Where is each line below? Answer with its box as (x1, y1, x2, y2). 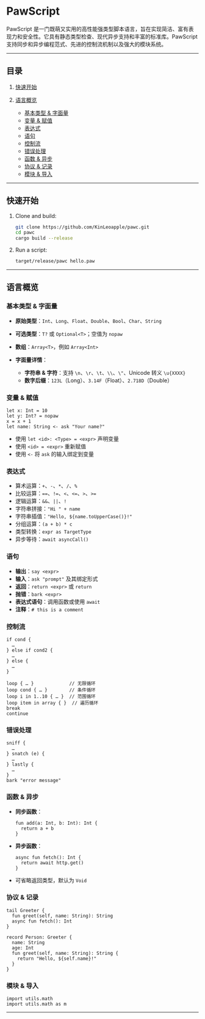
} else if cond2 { (6, 647, 53, 653)
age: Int (12, 945, 34, 951)
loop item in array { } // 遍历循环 (6, 700, 99, 706)
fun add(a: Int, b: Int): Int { (15, 820, 98, 826)
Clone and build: (15, 212, 57, 219)
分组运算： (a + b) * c (15, 520, 73, 528)
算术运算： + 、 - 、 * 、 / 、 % (15, 482, 77, 490)
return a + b (21, 825, 54, 832)
